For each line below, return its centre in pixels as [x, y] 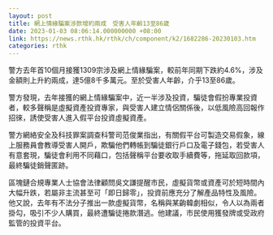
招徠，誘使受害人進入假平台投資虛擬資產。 [80, 117]
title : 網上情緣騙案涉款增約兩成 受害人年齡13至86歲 [89, 23]
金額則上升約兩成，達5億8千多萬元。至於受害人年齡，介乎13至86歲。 [124, 80]
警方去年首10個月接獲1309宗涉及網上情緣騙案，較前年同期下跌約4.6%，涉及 [136, 70]
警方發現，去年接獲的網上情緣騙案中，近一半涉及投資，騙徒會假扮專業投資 [133, 97]
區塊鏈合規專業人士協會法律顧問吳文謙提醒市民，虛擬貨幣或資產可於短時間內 [136, 182]
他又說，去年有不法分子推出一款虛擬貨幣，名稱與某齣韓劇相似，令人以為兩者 [136, 203]
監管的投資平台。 [37, 223]
